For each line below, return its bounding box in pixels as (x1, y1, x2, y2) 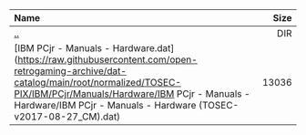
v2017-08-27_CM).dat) (14, 110, 121, 122)
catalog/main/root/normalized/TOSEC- (14, 77, 182, 88)
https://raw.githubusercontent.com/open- (17, 54, 198, 66)
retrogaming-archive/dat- (14, 65, 127, 77)
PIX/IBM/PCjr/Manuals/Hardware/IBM (14, 88, 175, 99)
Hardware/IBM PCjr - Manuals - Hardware (14, 99, 197, 111)
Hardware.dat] (112, 42, 175, 54)
